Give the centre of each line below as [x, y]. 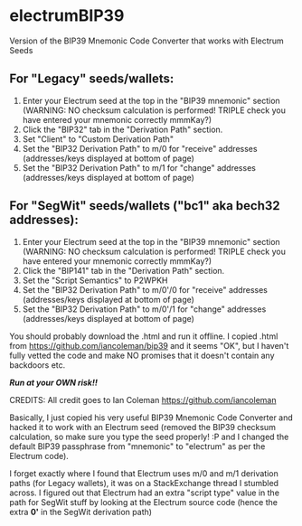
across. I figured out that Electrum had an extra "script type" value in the [145, 493]
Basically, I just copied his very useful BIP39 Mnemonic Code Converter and [151, 418]
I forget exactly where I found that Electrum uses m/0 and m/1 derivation [144, 473]
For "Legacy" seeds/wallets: [92, 79]
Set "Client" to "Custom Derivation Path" [98, 139]
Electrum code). [39, 456]
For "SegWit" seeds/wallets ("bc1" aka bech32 [145, 206]
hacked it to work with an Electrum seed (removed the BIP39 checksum [142, 427]
